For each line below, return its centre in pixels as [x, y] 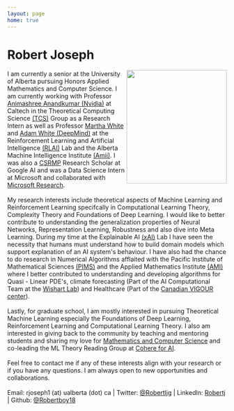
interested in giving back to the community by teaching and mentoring [108, 334]
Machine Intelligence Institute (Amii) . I [61, 156]
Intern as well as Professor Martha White [65, 126]
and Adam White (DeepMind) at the [58, 133]
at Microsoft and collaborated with [56, 178]
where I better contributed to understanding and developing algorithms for [114, 274]
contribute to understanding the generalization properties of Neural [104, 222]
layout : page [26, 14]
